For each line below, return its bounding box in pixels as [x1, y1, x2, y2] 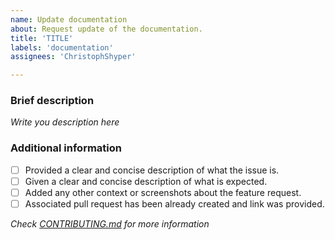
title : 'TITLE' [10, 33, 74, 43]
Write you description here [10, 116, 120, 128]
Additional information [10, 141, 123, 155]
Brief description [10, 94, 95, 108]
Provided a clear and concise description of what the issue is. [24, 164, 280, 176]
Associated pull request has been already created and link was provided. [24, 197, 325, 210]
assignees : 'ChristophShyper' [10, 52, 137, 62]
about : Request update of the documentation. [10, 24, 203, 34]
